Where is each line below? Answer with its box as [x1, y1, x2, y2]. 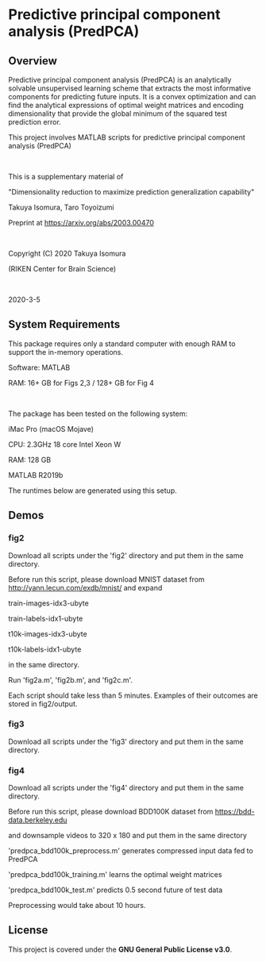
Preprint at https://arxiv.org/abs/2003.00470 [8, 218, 155, 227]
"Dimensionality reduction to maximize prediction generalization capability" [8, 187, 255, 196]
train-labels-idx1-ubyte [8, 614, 83, 623]
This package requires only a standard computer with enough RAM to [8, 339, 236, 348]
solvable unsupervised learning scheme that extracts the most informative [8, 83, 252, 93]
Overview [8, 54, 58, 67]
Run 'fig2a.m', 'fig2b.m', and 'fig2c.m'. [8, 675, 133, 684]
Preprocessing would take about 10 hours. [8, 901, 146, 910]
